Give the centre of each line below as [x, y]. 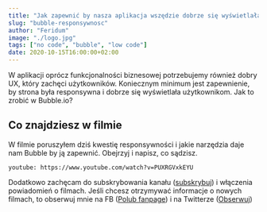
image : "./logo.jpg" [43, 38]
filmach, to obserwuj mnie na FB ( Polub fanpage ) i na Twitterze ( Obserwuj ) [130, 199]
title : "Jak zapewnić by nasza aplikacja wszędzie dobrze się [113, 15]
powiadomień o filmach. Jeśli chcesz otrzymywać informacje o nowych [125, 191]
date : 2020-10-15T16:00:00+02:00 [64, 52]
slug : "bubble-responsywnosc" [58, 23]
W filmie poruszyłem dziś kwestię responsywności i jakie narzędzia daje [126, 145]
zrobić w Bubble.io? [41, 100]
